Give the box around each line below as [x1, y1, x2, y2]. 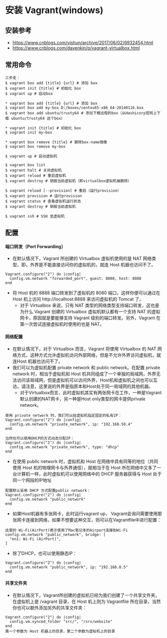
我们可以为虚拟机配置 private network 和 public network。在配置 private [12, 364, 161, 370]
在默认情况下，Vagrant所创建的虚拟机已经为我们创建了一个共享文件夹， [12, 592, 160, 598]
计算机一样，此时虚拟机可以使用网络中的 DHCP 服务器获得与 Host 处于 [16, 471, 162, 477]
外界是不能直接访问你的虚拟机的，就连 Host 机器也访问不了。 [29, 262, 156, 268]
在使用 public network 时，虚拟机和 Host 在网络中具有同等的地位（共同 [12, 458, 159, 464]
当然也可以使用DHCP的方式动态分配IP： [5, 436, 75, 441]
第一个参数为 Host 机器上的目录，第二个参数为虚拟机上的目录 [5, 628, 116, 633]
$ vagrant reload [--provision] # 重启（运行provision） [5, 188, 122, 193]
